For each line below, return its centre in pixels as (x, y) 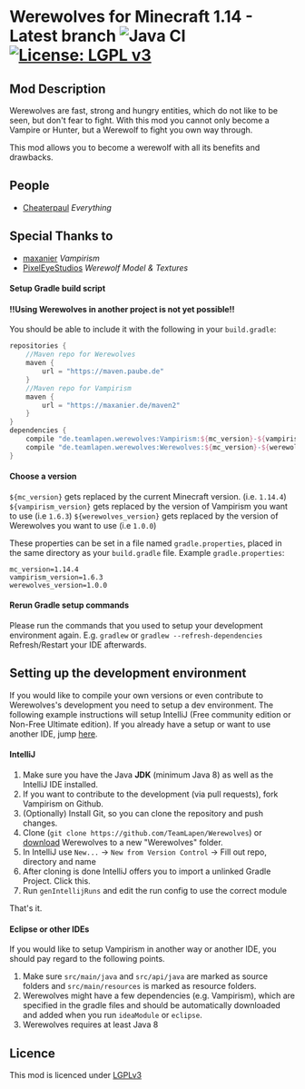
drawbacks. (31, 157)
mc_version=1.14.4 (44, 569)
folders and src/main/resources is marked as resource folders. (139, 986)
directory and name (59, 862)
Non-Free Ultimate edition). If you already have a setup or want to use (140, 724)
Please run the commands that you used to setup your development (136, 626)
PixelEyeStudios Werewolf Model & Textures (105, 267)
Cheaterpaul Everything (67, 207)
